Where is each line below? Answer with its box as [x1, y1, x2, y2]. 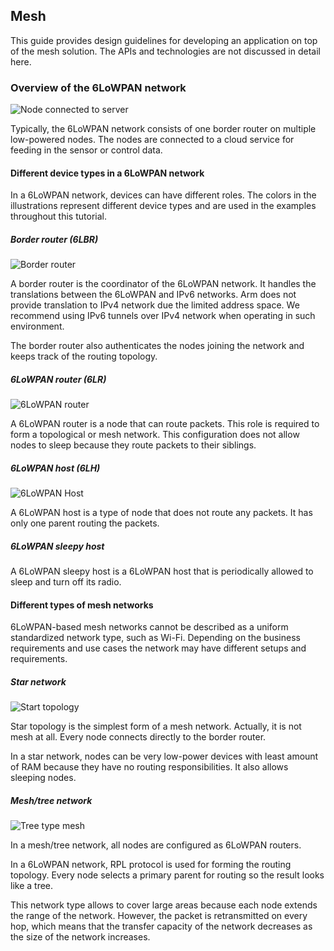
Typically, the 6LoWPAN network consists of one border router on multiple [10, 123, 317, 135]
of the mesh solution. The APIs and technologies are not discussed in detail [10, 45, 321, 57]
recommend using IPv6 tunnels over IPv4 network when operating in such [10, 310, 316, 322]
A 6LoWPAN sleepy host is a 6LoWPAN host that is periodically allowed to [10, 565, 314, 578]
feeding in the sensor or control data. [10, 144, 163, 156]
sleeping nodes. [10, 772, 77, 784]
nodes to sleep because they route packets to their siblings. [10, 439, 257, 451]
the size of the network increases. [10, 931, 151, 943]
